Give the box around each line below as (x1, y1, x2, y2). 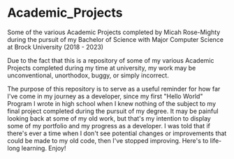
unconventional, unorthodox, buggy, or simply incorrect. (7, 71, 169, 79)
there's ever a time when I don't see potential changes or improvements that (7, 129, 227, 137)
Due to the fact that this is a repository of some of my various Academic (7, 56, 214, 64)
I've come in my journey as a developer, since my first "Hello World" (7, 92, 203, 100)
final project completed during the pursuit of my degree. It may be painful (7, 107, 219, 115)
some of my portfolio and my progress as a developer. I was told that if (7, 121, 211, 130)
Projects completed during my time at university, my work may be (7, 63, 196, 72)
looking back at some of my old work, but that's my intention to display (7, 114, 211, 123)
